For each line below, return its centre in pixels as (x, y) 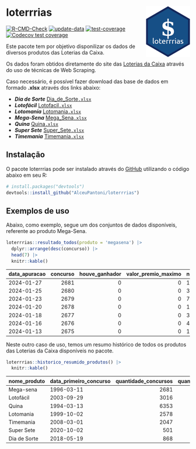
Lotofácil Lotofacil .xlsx (43, 105)
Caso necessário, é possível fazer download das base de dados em (87, 81)
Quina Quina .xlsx (36, 124)
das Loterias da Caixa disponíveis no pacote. (60, 351)
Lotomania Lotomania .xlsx (48, 111)
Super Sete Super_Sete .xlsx (49, 130)
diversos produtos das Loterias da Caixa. (55, 52)
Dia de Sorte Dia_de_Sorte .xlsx (53, 99)
